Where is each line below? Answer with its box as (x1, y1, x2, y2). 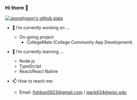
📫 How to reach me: (12, 78, 54, 84)
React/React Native (19, 68, 58, 74)
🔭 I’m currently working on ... (12, 25, 70, 31)
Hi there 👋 (5, 4, 29, 11)
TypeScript (19, 63, 42, 69)
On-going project (19, 34, 54, 40)
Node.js (19, 58, 35, 64)
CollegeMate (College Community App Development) (26, 39, 133, 45)
